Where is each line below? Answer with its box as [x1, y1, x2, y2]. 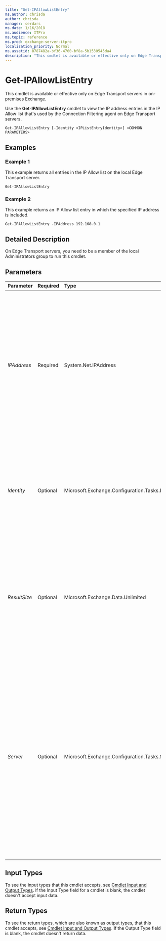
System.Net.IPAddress [64, 362, 116, 368]
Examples [5, 143, 36, 152]
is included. [5, 212, 29, 218]
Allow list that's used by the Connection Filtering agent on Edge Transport [5, 111, 156, 117]
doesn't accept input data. [5, 892, 59, 898]
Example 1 [5, 158, 30, 165]
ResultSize [7, 594, 32, 601]
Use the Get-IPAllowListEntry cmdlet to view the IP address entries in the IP [5, 106, 161, 112]
